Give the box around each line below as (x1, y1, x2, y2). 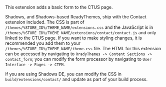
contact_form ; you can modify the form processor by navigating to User (5, 56, 152, 62)
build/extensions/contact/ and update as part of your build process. (5, 77, 148, 82)
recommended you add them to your (5, 40, 81, 46)
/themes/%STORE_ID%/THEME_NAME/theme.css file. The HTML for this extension (5, 46, 161, 51)
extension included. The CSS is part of (5, 19, 85, 25)
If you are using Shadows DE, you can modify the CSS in (5, 71, 121, 77)
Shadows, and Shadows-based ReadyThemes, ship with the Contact (5, 14, 146, 19)
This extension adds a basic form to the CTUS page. (5, 4, 113, 10)
